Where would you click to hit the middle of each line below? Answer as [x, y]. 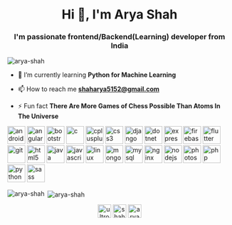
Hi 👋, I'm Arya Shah [120, 15]
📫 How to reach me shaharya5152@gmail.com [89, 89]
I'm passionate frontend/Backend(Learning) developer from [120, 37]
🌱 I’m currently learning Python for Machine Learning [97, 75]
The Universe [38, 116]
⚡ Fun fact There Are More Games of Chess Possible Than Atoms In [119, 106]
